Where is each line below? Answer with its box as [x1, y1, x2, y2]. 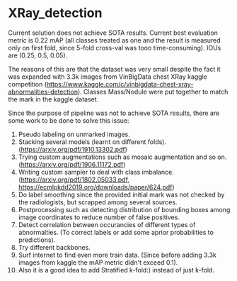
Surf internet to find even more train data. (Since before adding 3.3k [18, 250, 216, 259]
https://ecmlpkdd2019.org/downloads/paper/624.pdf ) [18, 182, 175, 191]
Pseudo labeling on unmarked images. [18, 130, 130, 138]
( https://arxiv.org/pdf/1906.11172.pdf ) [18, 160, 126, 168]
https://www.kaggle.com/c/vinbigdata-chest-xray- [46, 79, 194, 88]
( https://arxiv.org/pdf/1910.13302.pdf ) [18, 145, 128, 153]
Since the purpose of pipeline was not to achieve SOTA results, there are [8, 109, 220, 117]
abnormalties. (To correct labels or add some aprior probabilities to [18, 228, 214, 236]
